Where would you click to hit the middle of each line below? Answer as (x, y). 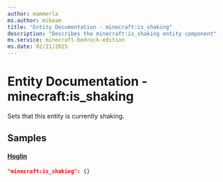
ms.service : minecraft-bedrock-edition (66, 40)
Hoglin (17, 156)
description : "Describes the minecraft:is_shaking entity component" (112, 34)
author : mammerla (33, 14)
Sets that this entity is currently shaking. (66, 116)
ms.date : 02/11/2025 (38, 47)
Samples (27, 138)
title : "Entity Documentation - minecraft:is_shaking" (90, 27)
